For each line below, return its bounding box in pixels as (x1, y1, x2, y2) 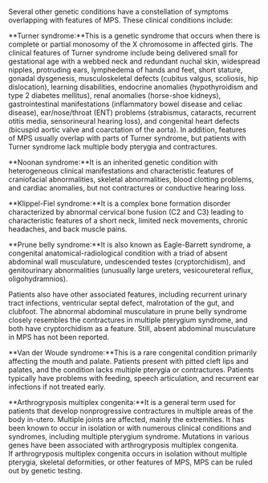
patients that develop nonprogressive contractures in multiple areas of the (8, 406, 254, 415)
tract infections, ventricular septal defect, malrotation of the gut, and (8, 298, 234, 308)
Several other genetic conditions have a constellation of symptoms (8, 7, 229, 16)
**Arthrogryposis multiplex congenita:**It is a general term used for (8, 398, 236, 407)
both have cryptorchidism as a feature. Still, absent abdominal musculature (8, 324, 256, 333)
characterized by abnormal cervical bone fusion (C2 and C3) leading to (8, 207, 244, 216)
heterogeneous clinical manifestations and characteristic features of (8, 166, 234, 175)
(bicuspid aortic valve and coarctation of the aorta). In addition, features (8, 125, 246, 134)
